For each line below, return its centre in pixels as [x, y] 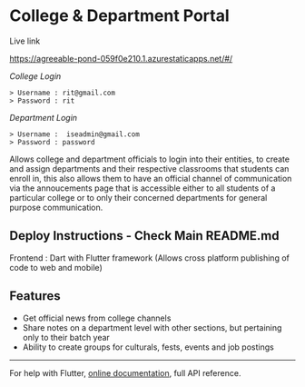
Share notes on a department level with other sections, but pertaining [152, 327]
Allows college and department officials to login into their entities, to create [150, 159]
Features [35, 296]
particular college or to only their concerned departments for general [138, 197]
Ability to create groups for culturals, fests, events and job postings [148, 347]
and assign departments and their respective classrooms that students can [149, 168]
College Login [35, 76]
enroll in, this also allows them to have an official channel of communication [151, 178]
